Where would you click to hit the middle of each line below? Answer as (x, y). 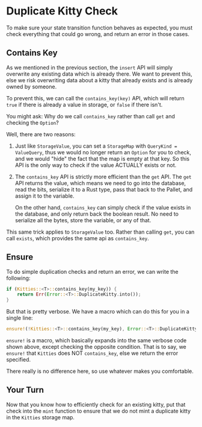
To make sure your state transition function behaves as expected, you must (99, 28)
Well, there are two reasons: (41, 134)
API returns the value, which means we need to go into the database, (100, 183)
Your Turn (25, 390)
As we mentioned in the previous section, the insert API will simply (90, 67)
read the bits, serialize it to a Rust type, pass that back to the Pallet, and (104, 189)
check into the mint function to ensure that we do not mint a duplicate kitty (99, 411)
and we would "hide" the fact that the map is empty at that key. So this (102, 159)
